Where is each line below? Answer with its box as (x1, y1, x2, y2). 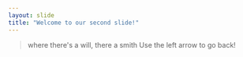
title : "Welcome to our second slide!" (8, 19, 140, 27)
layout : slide (8, 11, 55, 20)
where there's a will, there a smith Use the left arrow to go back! (27, 40, 237, 49)
